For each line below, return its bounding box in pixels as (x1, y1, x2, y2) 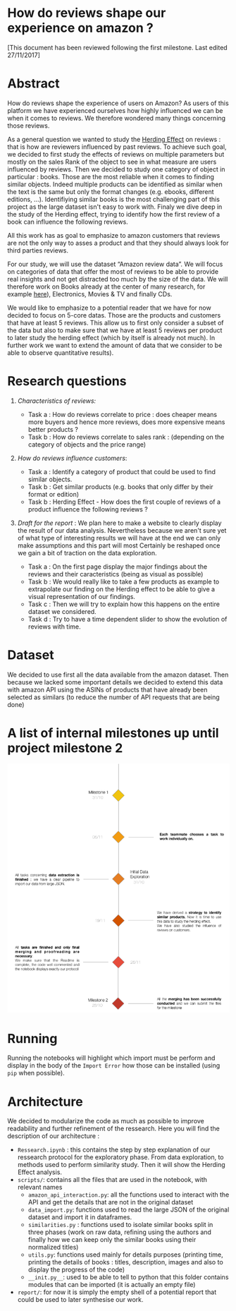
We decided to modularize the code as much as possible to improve (7, 1117, 204, 1125)
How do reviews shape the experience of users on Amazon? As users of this (7, 99, 229, 107)
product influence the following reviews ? (27, 505, 148, 513)
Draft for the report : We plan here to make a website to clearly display (17, 519, 222, 527)
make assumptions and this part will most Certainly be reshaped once (17, 541, 221, 550)
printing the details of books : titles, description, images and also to (27, 1258, 223, 1267)
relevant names (17, 1183, 63, 1192)
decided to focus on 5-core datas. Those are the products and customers (7, 310, 221, 319)
